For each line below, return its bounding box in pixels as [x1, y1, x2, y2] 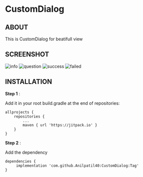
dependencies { [5, 159, 36, 164]
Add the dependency [5, 149, 48, 155]
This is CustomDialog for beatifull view [5, 36, 83, 42]
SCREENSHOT [5, 50, 49, 59]
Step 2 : [5, 140, 21, 146]
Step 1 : [5, 90, 21, 96]
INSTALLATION [5, 78, 52, 86]
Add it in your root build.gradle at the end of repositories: [5, 100, 120, 106]
